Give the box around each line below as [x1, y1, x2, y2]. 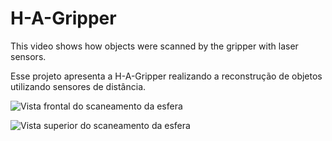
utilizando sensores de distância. [10, 80, 147, 92]
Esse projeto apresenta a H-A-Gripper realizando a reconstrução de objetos [10, 70, 323, 82]
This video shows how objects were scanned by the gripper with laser [10, 40, 299, 52]
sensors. [10, 50, 47, 62]
